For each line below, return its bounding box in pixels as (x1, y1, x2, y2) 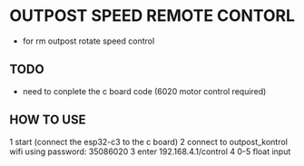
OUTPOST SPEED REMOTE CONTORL (9, 5, 295, 26)
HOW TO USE (9, 112, 86, 128)
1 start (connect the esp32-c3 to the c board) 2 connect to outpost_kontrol (9, 136, 289, 147)
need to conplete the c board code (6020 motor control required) (22, 85, 267, 96)
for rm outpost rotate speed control (22, 35, 155, 46)
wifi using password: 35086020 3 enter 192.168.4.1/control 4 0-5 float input (9, 146, 291, 157)
